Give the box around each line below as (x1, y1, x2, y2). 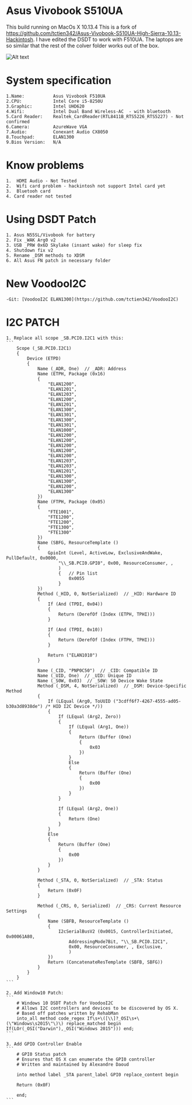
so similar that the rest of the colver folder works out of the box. (6, 42, 159, 49)
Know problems (6, 159, 85, 172)
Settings (6, 908, 27, 914)
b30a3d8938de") (6, 703, 43, 709)
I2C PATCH (6, 316, 60, 329)
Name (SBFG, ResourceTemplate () (37, 540, 118, 545)
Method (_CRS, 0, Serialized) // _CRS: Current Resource (37, 903, 181, 909)
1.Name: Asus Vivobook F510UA (6, 93, 106, 99)
